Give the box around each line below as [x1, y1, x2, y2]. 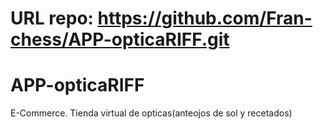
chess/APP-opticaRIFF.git [10, 28, 230, 51]
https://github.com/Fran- [97, 7, 313, 30]
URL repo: [10, 7, 94, 30]
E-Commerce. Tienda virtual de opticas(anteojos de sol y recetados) [10, 107, 293, 119]
